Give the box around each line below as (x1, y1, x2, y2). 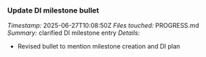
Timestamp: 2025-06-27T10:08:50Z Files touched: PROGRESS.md (7, 22, 200, 30)
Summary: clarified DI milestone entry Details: (7, 28, 140, 37)
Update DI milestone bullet (7, 6, 99, 15)
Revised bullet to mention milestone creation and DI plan (17, 42, 181, 51)
